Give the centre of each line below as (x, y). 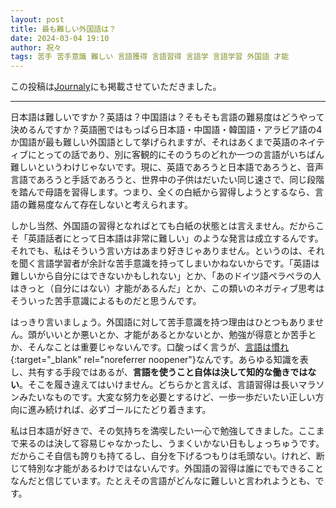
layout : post (37, 19)
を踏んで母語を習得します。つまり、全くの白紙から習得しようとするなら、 (162, 192)
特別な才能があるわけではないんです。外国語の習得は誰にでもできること (176, 468)
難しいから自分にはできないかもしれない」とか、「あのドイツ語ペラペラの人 (166, 276)
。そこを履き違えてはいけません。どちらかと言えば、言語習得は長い (159, 385)
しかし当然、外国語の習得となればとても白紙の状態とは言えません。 (150, 226)
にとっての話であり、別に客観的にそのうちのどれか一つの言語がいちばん (176, 155)
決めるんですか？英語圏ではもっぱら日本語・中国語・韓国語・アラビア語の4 (166, 130)
